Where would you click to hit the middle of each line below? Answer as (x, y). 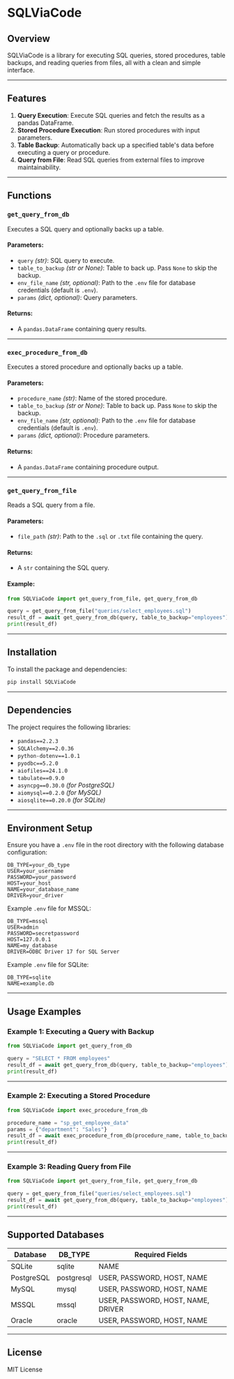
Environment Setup (50, 828)
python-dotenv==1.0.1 (48, 756)
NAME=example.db (31, 984)
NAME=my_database (32, 946)
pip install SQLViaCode (42, 682)
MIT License (25, 1369)
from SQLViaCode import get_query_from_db (70, 1046)
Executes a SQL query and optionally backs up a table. (86, 229)
